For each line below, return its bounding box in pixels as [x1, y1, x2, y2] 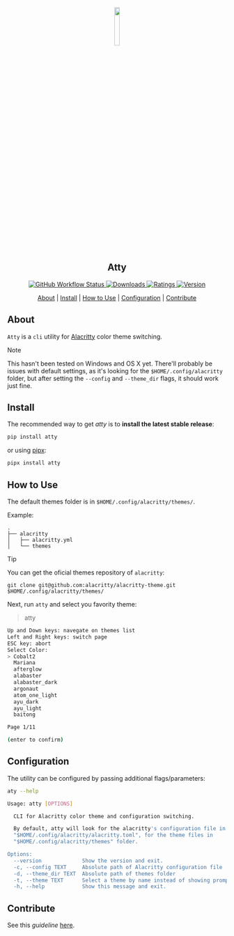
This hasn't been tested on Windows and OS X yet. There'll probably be [7, 359, 212, 368]
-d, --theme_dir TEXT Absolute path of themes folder [13, 870, 176, 877]
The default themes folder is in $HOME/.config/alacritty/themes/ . [7, 497, 195, 506]
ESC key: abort [7, 640, 52, 647]
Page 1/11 [7, 724, 36, 731]
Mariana [13, 660, 36, 666]
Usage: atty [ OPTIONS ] [7, 800, 73, 807]
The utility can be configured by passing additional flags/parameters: [7, 774, 205, 782]
